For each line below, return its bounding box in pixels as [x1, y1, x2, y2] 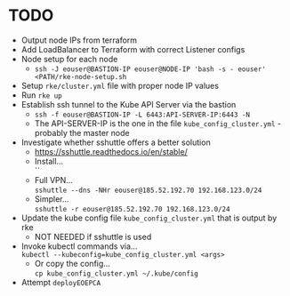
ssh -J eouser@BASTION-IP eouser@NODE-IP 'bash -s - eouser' [34, 64, 266, 74]
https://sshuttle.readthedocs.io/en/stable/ [34, 146, 188, 156]
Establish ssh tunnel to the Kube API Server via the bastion [20, 99, 237, 109]
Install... [34, 156, 64, 166]
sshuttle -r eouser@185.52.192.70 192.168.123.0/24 [34, 204, 230, 213]
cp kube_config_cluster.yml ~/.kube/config [34, 268, 199, 278]
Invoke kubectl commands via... [20, 241, 138, 252]
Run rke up [20, 90, 63, 100]
